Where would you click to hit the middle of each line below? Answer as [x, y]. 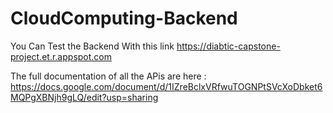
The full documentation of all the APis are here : [108, 76]
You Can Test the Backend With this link [92, 46]
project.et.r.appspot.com [61, 56]
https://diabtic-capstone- [228, 46]
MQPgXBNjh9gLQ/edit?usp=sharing [84, 97]
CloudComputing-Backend [124, 18]
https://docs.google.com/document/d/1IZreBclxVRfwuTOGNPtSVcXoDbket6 [166, 86]
